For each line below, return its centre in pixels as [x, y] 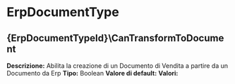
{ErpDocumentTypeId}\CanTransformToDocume [115, 38]
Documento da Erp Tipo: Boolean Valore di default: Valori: [92, 73]
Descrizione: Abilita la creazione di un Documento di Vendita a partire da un [117, 66]
